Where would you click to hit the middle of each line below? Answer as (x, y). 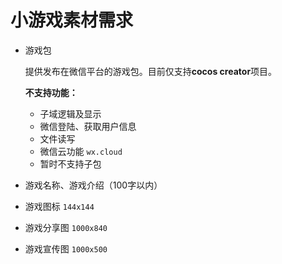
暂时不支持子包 (70, 163)
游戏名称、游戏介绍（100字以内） (93, 185)
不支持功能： (51, 92)
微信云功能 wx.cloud (81, 151)
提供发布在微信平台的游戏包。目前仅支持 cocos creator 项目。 (151, 71)
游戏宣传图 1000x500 (66, 248)
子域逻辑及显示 (70, 113)
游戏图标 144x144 (59, 206)
